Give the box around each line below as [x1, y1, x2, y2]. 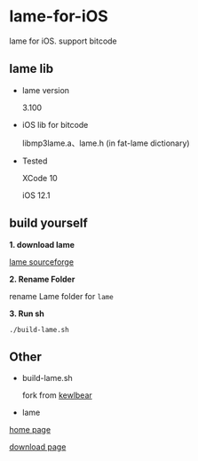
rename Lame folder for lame [9, 290, 114, 301]
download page [9, 441, 67, 452]
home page [9, 425, 51, 435]
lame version [21, 84, 69, 95]
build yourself [9, 216, 88, 231]
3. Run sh [9, 308, 44, 319]
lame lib [9, 61, 54, 76]
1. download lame [9, 239, 75, 250]
